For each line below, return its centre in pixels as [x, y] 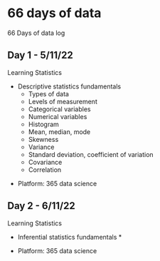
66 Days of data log [36, 33]
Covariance [45, 162]
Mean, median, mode [59, 132]
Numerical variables [58, 116]
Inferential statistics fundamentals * [70, 237]
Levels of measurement [63, 101]
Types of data [49, 93]
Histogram [43, 124]
